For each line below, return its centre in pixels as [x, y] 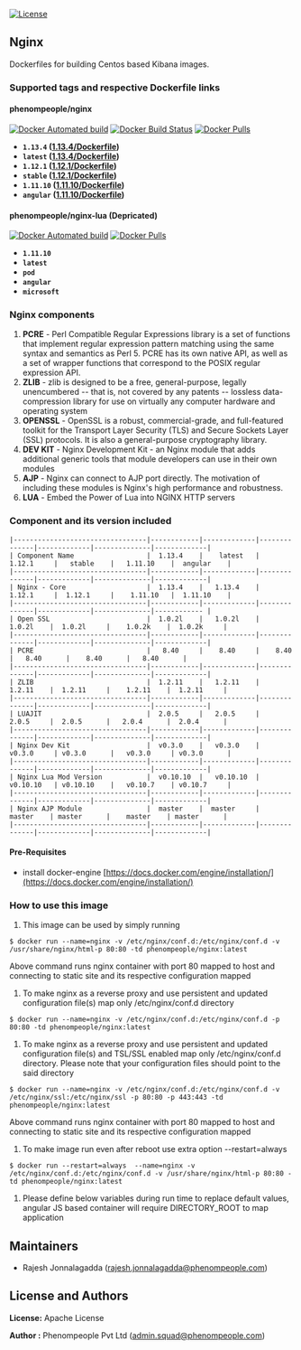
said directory [48, 1073]
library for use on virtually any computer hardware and [174, 401]
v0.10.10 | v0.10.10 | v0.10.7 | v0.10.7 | [120, 785]
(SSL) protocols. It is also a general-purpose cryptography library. [145, 440]
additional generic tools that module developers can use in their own [150, 459]
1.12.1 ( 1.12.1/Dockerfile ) [69, 165]
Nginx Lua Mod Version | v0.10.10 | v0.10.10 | [138, 777]
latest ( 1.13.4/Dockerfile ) [71, 156]
